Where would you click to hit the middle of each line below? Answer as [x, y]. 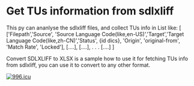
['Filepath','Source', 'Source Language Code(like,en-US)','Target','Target [95, 34]
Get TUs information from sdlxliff [90, 11]
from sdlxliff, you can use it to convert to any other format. [78, 65]
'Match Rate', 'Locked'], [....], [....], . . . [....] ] [60, 47]
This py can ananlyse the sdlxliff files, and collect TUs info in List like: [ [94, 28]
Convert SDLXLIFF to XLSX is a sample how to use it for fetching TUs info [97, 58]
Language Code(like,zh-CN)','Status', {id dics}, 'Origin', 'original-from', [93, 40]
